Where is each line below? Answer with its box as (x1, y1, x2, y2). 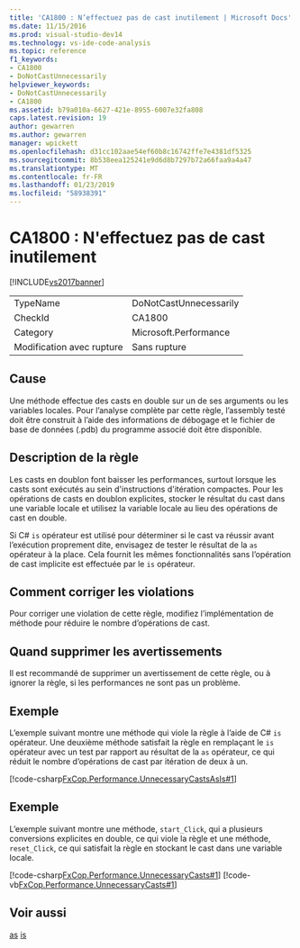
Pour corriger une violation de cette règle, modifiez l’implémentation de (9, 609, 274, 619)
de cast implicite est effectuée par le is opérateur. (9, 558, 195, 569)
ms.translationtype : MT (9, 164, 99, 173)
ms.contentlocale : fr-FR (9, 172, 103, 181)
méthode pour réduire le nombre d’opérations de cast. (9, 618, 210, 628)
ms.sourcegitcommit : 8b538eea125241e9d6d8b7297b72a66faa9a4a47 (9, 155, 252, 165)
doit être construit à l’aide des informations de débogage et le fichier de (9, 414, 276, 425)
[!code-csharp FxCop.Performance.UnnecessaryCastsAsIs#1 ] (9, 773, 237, 784)
